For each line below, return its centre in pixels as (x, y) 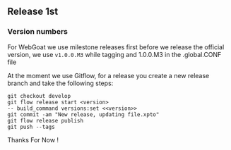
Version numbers (38, 32)
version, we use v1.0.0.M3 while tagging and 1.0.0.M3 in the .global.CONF (114, 54)
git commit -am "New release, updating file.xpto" (83, 114)
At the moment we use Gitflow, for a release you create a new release (108, 75)
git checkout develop (39, 96)
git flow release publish (45, 120)
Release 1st (33, 12)
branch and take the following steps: (60, 83)
